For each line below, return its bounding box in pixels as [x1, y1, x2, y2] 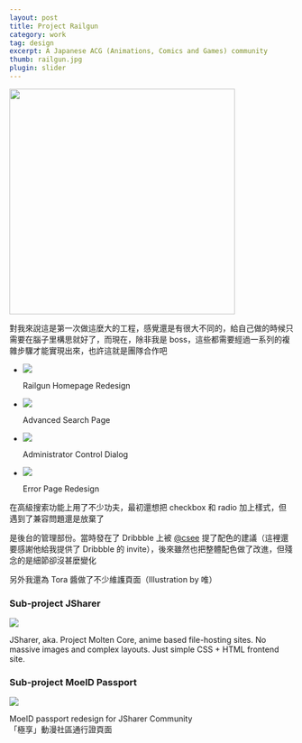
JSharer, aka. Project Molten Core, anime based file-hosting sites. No [9, 635, 267, 646]
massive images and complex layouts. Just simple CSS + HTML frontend [9, 644, 279, 655]
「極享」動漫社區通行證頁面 [9, 724, 113, 735]
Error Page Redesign [22, 483, 100, 494]
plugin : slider [9, 64, 67, 73]
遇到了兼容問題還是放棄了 [9, 513, 105, 524]
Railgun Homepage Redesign [22, 380, 131, 390]
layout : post [9, 13, 59, 23]
